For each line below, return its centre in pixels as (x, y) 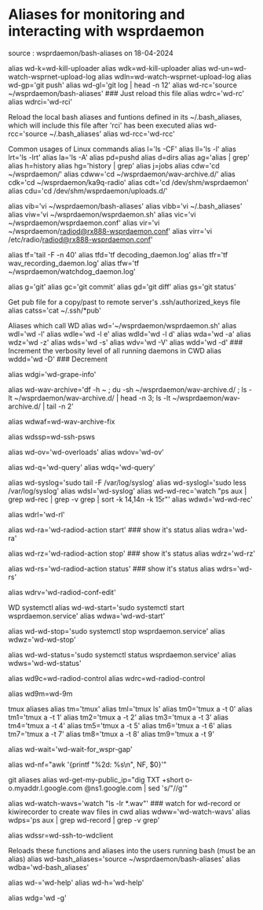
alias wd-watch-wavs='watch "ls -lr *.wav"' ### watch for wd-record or (124, 803)
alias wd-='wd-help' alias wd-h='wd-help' (76, 882)
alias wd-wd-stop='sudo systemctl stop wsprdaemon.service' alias (117, 631)
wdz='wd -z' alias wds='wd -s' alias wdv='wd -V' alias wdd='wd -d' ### (126, 342)
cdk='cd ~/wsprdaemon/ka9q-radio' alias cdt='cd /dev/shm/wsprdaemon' (128, 182)
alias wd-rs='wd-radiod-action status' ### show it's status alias (111, 568)
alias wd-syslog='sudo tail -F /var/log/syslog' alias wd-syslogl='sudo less (127, 483)
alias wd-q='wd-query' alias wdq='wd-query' (82, 467)
